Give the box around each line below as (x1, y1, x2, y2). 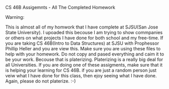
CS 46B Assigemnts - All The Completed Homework (5, 5, 115, 10)
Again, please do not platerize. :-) (5, 78, 76, 84)
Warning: (5, 14, 25, 20)
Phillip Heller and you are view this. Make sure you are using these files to (5, 46, 161, 51)
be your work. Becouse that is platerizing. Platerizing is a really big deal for (5, 56, 163, 63)
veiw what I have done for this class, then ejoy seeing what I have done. (5, 73, 157, 78)
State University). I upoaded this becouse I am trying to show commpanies (5, 29, 163, 35)
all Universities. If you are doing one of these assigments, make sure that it (5, 62, 163, 68)
